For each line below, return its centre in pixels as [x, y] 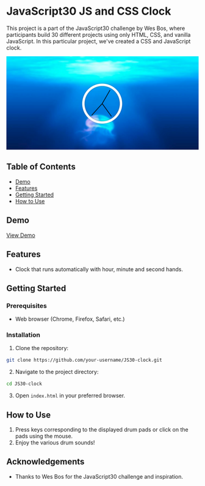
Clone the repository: [42, 348]
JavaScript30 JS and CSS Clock [89, 11]
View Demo [21, 235]
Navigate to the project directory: [57, 372]
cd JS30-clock [24, 384]
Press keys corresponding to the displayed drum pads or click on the [102, 430]
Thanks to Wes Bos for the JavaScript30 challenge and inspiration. [99, 476]
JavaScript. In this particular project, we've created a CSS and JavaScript [99, 41]
